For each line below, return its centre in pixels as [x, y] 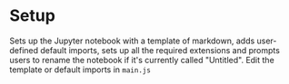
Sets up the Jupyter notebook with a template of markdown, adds [132, 41]
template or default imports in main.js [80, 70]
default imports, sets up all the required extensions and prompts [160, 50]
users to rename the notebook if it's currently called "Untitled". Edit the [142, 60]
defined [24, 50]
